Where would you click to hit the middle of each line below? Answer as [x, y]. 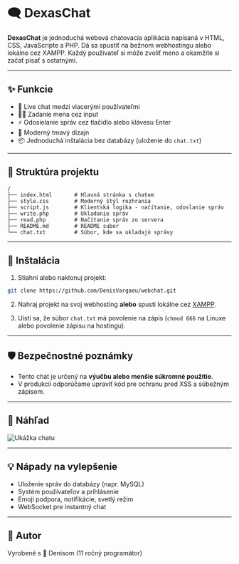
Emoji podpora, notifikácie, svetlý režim [75, 499]
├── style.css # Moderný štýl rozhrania [79, 201]
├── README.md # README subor [63, 226]
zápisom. [31, 392]
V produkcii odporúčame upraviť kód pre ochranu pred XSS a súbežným [123, 384]
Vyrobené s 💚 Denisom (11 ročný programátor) [75, 553]
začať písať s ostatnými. [43, 60]
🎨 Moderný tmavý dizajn [53, 132]
